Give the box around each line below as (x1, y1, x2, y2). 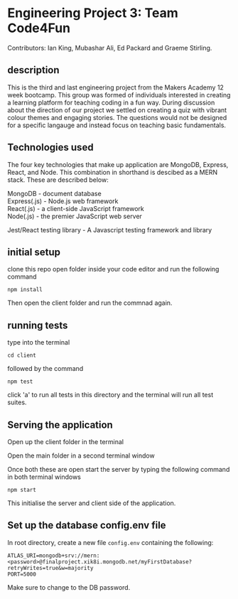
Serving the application (7, 419, 114, 431)
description (7, 64, 60, 76)
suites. (7, 398, 27, 406)
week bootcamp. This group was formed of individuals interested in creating (7, 90, 231, 99)
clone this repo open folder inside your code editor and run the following (7, 265, 220, 274)
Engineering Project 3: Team (7, 5, 179, 21)
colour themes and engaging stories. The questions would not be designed (7, 113, 227, 122)
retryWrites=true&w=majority (7, 564, 94, 571)
